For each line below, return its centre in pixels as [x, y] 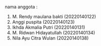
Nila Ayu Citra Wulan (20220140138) [50, 38]
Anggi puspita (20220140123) [43, 22]
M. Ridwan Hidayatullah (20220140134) [54, 33]
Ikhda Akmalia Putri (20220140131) [48, 27]
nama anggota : [21, 7]
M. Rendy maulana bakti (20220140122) [54, 16]
